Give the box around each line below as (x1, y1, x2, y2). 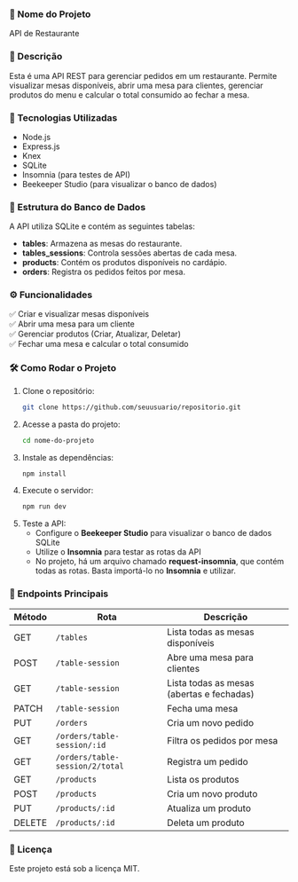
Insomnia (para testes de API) (21, 169, 131, 180)
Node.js (21, 131, 51, 142)
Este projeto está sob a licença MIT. (9, 862, 140, 873)
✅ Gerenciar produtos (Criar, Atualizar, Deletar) (9, 328, 182, 340)
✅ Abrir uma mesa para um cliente (9, 319, 135, 329)
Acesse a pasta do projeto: (21, 419, 122, 429)
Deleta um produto (167, 816, 246, 829)
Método (13, 610, 47, 623)
